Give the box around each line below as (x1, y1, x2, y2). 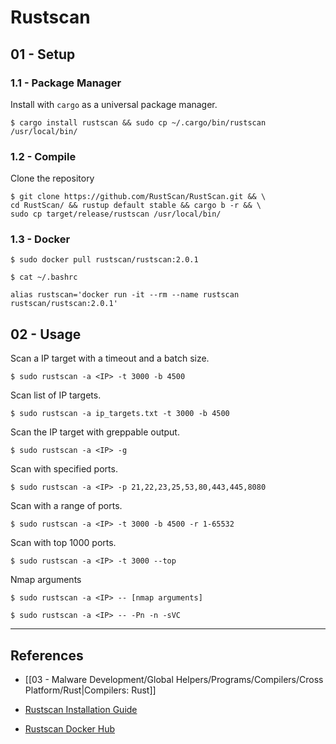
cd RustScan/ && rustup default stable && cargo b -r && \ (10, 201, 262, 211)
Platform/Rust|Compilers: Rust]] (24, 684, 157, 696)
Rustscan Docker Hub (24, 723, 116, 735)
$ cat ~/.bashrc (10, 272, 78, 283)
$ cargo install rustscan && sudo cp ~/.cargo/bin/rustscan (10, 117, 267, 128)
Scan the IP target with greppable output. (10, 426, 180, 438)
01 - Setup (10, 46, 76, 63)
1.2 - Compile (10, 149, 77, 163)
